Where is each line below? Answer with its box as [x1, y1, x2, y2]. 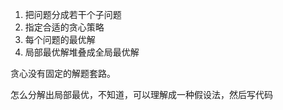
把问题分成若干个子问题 [24, 9, 122, 20]
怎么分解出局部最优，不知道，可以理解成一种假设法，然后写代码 [10, 89, 273, 100]
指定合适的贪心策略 [24, 21, 105, 33]
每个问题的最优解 [24, 34, 96, 45]
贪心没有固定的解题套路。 [10, 68, 116, 79]
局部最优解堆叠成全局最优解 [24, 46, 140, 58]
